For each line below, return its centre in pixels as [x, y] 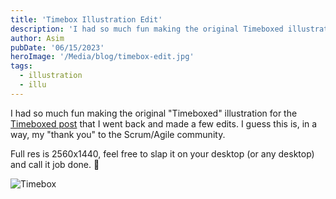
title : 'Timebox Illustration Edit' [86, 19]
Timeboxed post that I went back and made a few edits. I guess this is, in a [164, 123]
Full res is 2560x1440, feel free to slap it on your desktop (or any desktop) [162, 153]
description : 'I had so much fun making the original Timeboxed [147, 29]
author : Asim [37, 38]
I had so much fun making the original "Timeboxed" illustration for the [154, 113]
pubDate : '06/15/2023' [57, 47]
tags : [21, 66]
